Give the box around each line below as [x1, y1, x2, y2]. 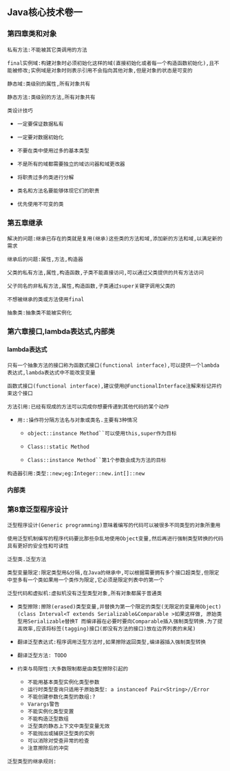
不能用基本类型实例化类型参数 [27, 679, 100, 685]
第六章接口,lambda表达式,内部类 [7, 326, 115, 336]
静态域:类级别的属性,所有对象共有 [7, 80, 91, 88]
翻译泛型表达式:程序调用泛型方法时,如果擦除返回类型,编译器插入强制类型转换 [17, 639, 207, 645]
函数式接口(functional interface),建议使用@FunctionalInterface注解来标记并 [7, 383, 217, 390]
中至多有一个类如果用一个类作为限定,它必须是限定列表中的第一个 [7, 577, 164, 583]
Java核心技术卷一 [7, 6, 83, 19]
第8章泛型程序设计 [7, 504, 69, 514]
